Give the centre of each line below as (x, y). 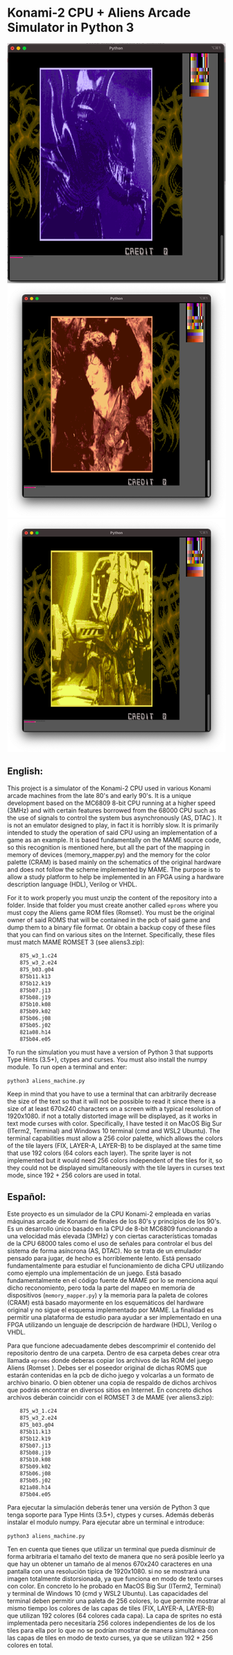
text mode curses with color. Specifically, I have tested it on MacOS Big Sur (115, 1123)
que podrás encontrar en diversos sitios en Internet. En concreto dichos (110, 1390)
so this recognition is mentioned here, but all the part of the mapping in (109, 847)
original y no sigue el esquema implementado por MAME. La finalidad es (110, 1310)
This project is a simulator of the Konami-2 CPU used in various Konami (109, 788)
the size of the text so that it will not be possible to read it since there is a (112, 1101)
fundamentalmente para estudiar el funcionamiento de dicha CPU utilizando (115, 1265)
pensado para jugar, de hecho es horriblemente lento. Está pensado (104, 1258)
